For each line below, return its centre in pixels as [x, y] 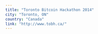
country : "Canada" [25, 19]
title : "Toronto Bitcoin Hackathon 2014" [50, 10]
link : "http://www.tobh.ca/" [36, 24]
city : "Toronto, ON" [27, 14]
